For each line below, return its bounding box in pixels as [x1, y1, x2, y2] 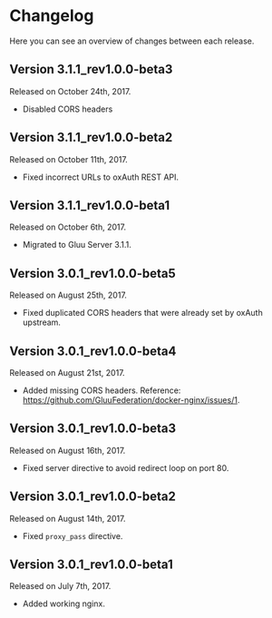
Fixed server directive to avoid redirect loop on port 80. [22, 462, 229, 473]
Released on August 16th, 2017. [9, 445, 126, 456]
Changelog [9, 5, 94, 26]
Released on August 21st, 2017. [9, 368, 125, 378]
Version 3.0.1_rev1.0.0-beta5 [9, 265, 177, 281]
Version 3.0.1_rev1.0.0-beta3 [9, 421, 177, 437]
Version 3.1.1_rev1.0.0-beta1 [9, 197, 170, 213]
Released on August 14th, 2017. [9, 513, 126, 524]
